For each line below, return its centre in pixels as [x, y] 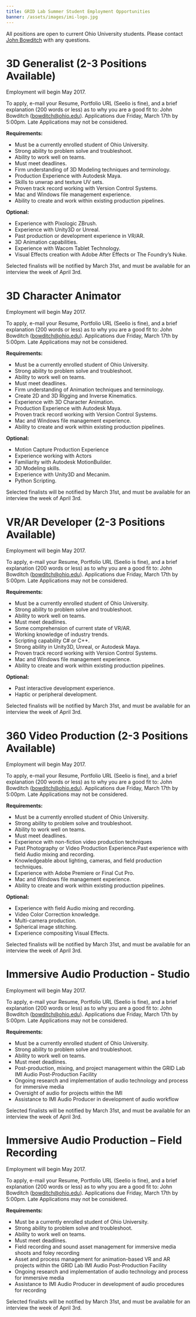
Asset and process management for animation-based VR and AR [92, 1259]
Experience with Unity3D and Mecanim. [62, 474]
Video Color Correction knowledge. [57, 915]
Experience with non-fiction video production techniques [83, 842]
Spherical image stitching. [46, 927]
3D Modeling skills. [37, 468]
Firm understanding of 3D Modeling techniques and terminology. [92, 170]
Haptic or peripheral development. [56, 695]
